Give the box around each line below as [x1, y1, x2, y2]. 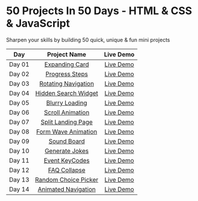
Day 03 [9, 79, 30, 87]
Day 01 [9, 60, 30, 69]
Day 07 [9, 118, 30, 126]
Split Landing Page [40, 118, 93, 126]
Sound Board [48, 137, 85, 145]
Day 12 [9, 166, 30, 174]
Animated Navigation [37, 185, 96, 193]
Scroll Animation [44, 108, 90, 116]
